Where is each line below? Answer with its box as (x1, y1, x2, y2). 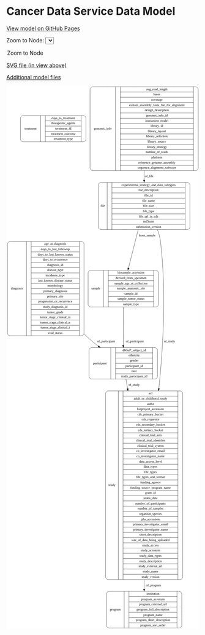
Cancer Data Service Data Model (6, 4, 176, 18)
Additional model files (6, 73, 61, 81)
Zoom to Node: (6, 36, 45, 44)
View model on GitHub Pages (6, 25, 81, 32)
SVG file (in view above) (6, 61, 67, 69)
